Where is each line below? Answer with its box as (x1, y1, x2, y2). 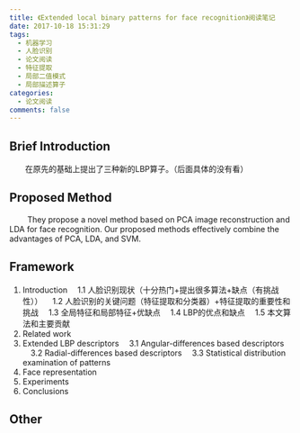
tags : (9, 30, 30, 39)
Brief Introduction (9, 139, 110, 154)
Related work (22, 328, 72, 338)
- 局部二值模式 (17, 72, 66, 81)
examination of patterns (22, 356, 110, 367)
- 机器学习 (17, 38, 53, 48)
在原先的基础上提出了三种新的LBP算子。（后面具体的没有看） (25, 164, 249, 175)
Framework (9, 259, 75, 275)
